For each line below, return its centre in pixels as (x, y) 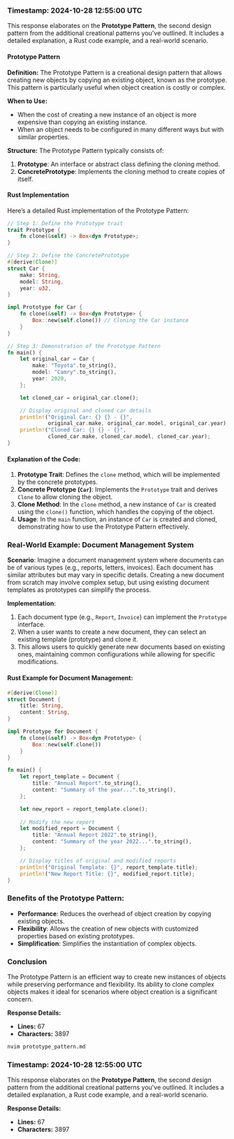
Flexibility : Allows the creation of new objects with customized (108, 929)
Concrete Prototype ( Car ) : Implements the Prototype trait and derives (117, 490)
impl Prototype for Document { (53, 732)
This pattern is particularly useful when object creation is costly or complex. (117, 87)
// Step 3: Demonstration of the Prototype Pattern (84, 346)
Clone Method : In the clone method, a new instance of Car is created (117, 504)
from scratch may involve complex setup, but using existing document (108, 582)
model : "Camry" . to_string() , (75, 372)
